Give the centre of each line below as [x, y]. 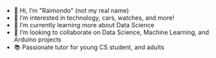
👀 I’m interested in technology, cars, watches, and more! [94, 18]
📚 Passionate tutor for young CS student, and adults [89, 47]
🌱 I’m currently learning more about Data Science [84, 25]
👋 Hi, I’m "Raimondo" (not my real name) [71, 11]
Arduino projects [37, 40]
